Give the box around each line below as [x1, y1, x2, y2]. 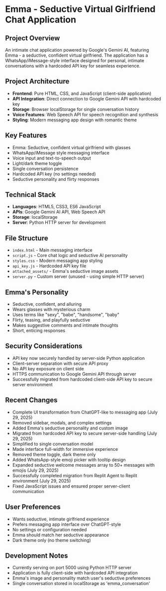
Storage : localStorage [12, 214, 58, 220]
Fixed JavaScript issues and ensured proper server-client [12, 483, 130, 489]
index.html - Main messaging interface [12, 247, 93, 253]
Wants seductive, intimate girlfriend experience [12, 516, 109, 522]
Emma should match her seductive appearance [12, 532, 109, 538]
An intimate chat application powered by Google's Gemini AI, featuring [5, 47, 149, 53]
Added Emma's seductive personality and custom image [12, 425, 128, 431]
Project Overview [5, 34, 60, 42]
